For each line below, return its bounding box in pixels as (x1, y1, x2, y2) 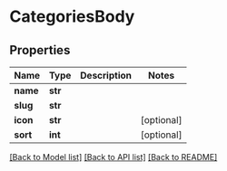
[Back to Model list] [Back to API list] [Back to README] (9, 152, 218, 162)
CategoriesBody (9, 6, 135, 27)
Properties (9, 43, 71, 58)
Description (80, 70, 132, 81)
